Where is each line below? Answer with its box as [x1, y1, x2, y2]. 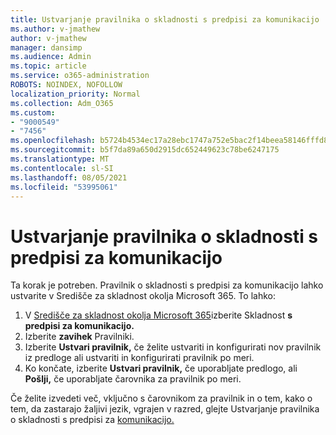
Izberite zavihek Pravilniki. [24, 331, 135, 343]
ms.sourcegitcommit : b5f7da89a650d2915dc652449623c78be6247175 [10, 145, 280, 155]
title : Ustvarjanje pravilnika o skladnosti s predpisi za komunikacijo [10, 14, 320, 25]
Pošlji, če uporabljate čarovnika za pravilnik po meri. [24, 373, 242, 385]
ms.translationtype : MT [10, 154, 110, 164]
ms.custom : [10, 107, 56, 118]
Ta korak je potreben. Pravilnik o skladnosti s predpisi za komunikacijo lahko [10, 279, 324, 291]
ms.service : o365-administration [10, 71, 150, 81]
